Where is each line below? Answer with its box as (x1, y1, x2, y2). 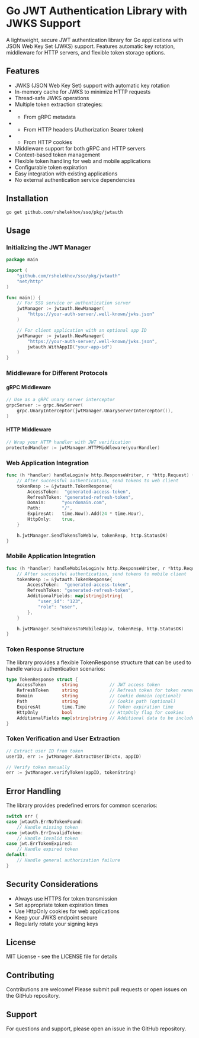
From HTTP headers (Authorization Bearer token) (23, 126, 144, 133)
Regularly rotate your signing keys (14, 920, 98, 927)
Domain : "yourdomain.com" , (27, 499, 108, 506)
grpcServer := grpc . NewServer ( (6, 402, 84, 408)
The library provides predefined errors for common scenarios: (6, 802, 158, 809)
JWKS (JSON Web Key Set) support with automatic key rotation (14, 82, 170, 89)
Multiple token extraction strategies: (14, 101, 103, 108)
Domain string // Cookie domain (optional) (17, 693, 182, 699)
